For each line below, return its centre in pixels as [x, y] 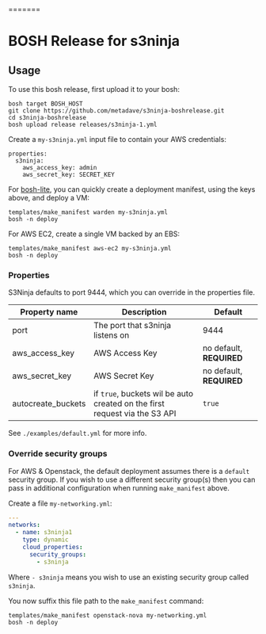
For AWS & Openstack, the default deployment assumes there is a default [129, 471]
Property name [49, 312]
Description [144, 312]
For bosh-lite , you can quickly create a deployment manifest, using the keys [132, 189]
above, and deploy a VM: [49, 198]
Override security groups [58, 454]
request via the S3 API [135, 414]
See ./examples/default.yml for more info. [78, 433]
